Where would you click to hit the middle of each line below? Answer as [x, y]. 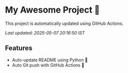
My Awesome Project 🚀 [53, 10]
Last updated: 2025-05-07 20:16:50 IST [45, 33]
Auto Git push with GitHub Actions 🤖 [48, 65]
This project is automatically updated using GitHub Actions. [64, 23]
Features [19, 48]
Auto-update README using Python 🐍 [50, 60]
